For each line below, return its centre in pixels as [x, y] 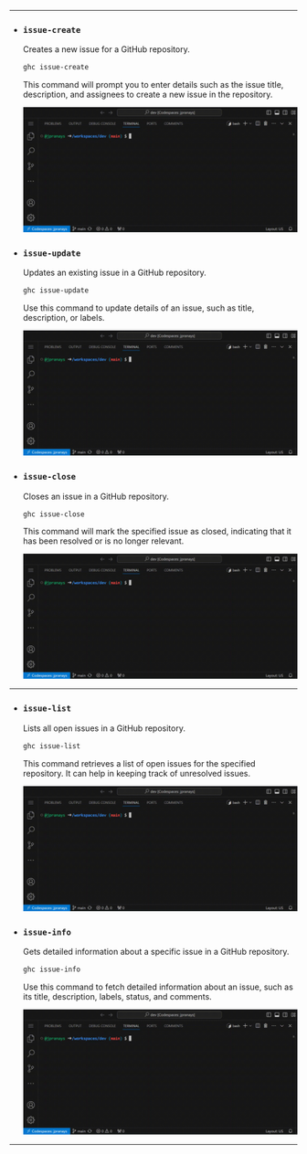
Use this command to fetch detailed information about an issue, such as [158, 987]
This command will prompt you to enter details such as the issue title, [153, 85]
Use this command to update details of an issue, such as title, [138, 308]
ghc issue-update [56, 291]
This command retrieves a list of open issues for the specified [139, 763]
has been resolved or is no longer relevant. [103, 541]
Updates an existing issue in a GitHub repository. [115, 273]
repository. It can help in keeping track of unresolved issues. [137, 773]
